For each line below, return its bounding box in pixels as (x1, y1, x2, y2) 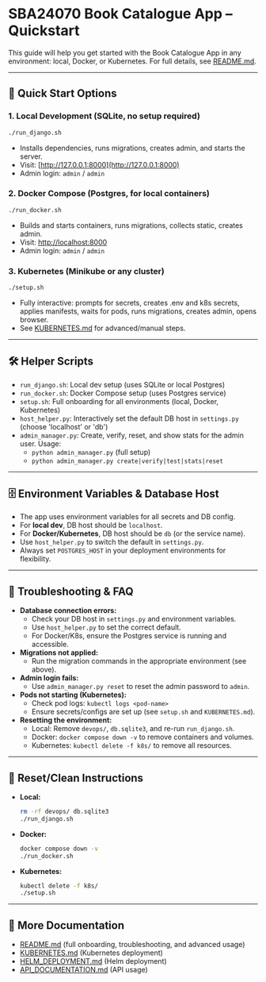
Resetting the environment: (19, 715, 112, 725)
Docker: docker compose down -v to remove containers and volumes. (31, 732, 255, 742)
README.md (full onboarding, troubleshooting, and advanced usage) (19, 940, 245, 949)
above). (31, 664, 57, 675)
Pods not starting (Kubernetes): (19, 690, 127, 699)
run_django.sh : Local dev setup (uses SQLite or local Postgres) (19, 379, 226, 389)
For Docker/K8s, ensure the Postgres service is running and (31, 631, 227, 641)
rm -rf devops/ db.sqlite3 (19, 807, 109, 816)
